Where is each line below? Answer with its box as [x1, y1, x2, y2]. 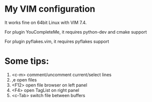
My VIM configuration [4, 3, 96, 15]
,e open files [11, 77, 37, 82]
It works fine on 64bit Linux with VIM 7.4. [4, 20, 87, 25]
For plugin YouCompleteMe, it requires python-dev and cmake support [4, 29, 147, 35]
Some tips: [4, 56, 49, 67]
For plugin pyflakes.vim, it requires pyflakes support [4, 38, 109, 44]
